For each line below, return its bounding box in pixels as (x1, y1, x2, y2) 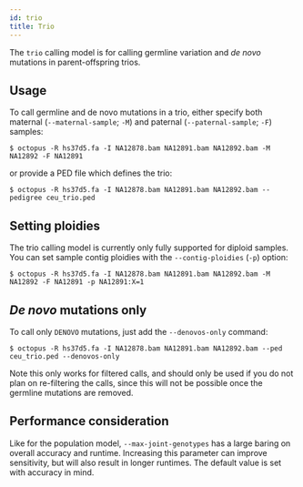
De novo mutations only (9, 302, 147, 318)
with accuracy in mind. (9, 466, 95, 478)
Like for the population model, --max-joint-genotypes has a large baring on (9, 438, 291, 449)
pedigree (9, 193, 43, 203)
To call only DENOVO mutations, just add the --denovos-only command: (9, 326, 268, 337)
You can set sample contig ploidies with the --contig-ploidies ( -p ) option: (9, 252, 288, 263)
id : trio (9, 13, 43, 23)
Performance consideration (9, 413, 169, 429)
